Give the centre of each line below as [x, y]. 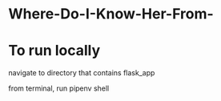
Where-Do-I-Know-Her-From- [111, 14]
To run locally [54, 51]
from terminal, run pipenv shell [59, 88]
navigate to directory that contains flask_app [82, 73]
